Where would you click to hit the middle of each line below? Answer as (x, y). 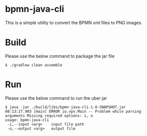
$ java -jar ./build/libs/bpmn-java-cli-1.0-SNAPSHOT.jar (65, 107)
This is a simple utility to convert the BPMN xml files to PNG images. (74, 23)
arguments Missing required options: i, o (49, 116)
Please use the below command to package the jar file (60, 56)
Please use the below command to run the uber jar (56, 98)
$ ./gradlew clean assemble (34, 65)
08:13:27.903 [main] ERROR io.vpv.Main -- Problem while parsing (73, 111)
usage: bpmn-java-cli (27, 120)
